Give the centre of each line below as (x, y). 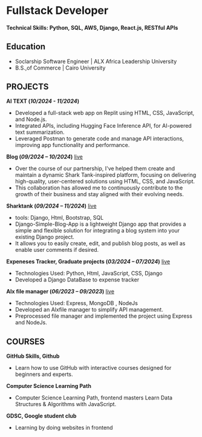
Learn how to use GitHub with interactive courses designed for (93, 368)
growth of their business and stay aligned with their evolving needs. (99, 194)
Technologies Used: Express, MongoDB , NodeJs (76, 303)
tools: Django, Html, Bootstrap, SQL (59, 218)
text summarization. (40, 132)
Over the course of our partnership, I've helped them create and (95, 169)
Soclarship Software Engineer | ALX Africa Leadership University (96, 61)
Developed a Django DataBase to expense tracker (77, 280)
